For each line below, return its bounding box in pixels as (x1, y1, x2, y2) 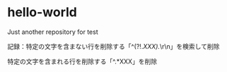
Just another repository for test (7, 28, 98, 36)
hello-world (7, 4, 78, 20)
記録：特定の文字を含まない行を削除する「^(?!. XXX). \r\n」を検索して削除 (7, 42, 220, 50)
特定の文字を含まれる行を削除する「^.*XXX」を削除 (7, 57, 158, 66)
